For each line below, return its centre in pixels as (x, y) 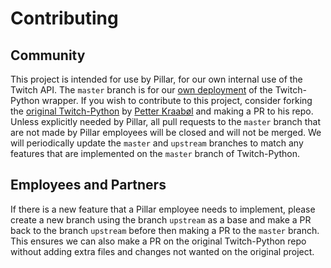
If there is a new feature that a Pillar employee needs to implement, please (163, 209)
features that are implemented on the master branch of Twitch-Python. (155, 153)
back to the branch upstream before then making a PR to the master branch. (165, 230)
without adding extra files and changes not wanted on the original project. (162, 251)
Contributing (64, 18)
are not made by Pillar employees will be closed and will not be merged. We (166, 132)
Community (48, 55)
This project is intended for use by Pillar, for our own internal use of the (156, 79)
